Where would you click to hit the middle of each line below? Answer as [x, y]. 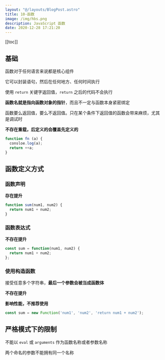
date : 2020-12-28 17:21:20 [33, 28]
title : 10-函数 [20, 14]
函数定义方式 [25, 169]
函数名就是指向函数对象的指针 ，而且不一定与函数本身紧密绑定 [68, 102]
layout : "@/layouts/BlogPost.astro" [42, 10]
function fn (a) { [24, 139]
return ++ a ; [22, 148]
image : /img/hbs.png [26, 19]
